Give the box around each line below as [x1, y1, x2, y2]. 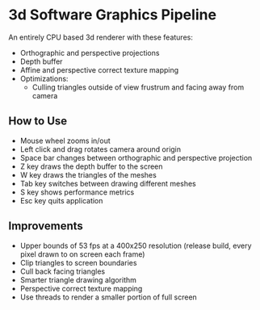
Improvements [8, 220, 83, 233]
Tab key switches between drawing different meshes [19, 178, 196, 188]
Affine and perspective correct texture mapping [19, 65, 179, 74]
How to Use [8, 115, 68, 128]
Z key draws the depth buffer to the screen [19, 161, 163, 171]
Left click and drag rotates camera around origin [19, 144, 182, 154]
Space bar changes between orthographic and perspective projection [19, 153, 253, 162]
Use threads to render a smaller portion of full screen [19, 292, 198, 302]
